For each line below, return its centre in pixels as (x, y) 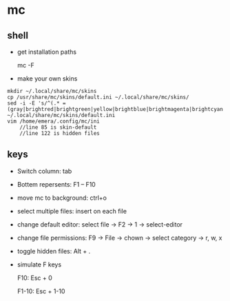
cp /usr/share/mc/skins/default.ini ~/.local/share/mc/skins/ (98, 97)
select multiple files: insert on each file (72, 211)
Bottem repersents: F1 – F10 (56, 184)
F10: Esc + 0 (35, 278)
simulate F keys (39, 264)
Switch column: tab (44, 171)
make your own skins (47, 79)
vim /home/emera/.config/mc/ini (53, 121)
